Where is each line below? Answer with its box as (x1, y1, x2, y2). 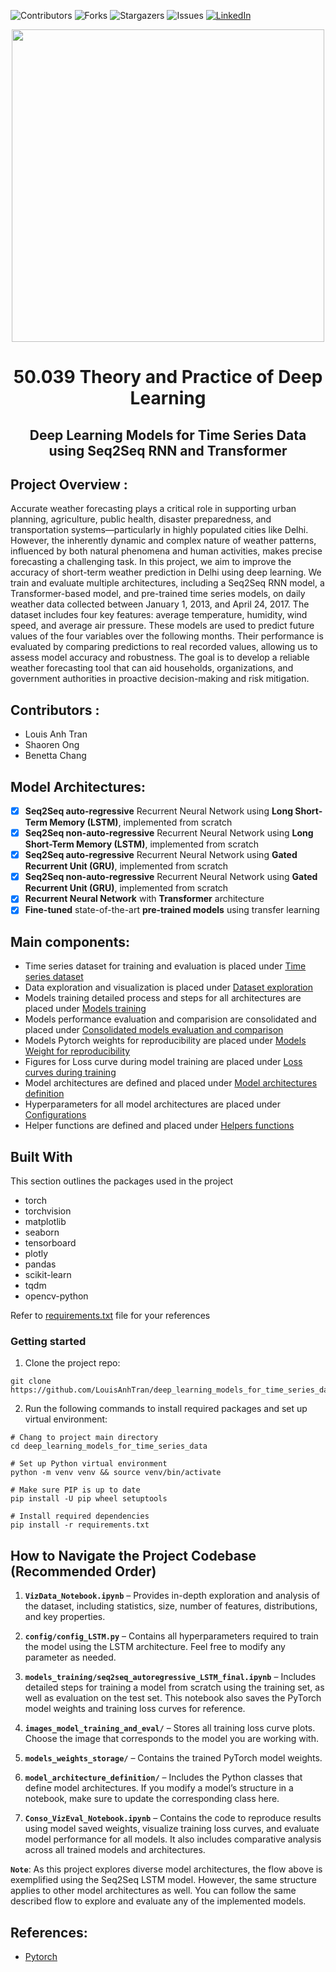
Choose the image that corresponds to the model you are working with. (24, 1733, 319, 1745)
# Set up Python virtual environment (10, 1459, 168, 1469)
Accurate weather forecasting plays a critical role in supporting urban (10, 503, 297, 515)
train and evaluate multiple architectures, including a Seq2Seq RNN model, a (10, 577, 325, 589)
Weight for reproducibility (24, 1045, 131, 1057)
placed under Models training (24, 1003, 147, 1015)
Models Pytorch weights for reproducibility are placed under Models (24, 1035, 307, 1047)
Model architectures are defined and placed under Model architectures (24, 1077, 318, 1089)
